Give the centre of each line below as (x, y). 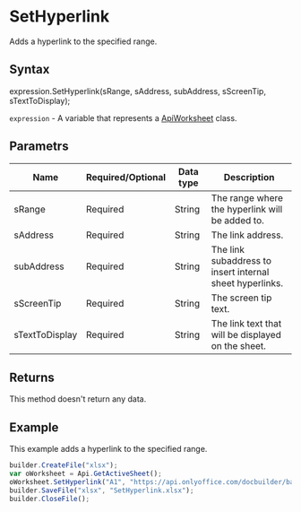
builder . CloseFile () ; (50, 499)
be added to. (237, 220)
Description (249, 177)
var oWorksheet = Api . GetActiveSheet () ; (86, 474)
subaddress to (241, 260)
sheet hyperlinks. (247, 282)
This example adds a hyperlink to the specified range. (108, 449)
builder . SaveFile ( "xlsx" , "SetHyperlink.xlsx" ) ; (102, 490)
